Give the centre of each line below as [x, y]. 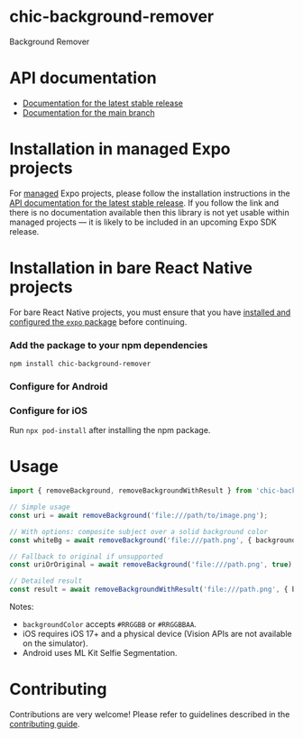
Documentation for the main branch [88, 112]
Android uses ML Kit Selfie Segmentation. [100, 653]
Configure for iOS [49, 411]
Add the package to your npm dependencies [109, 345]
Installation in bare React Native [131, 268]
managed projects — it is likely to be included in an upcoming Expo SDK [143, 222]
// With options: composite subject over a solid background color [139, 531]
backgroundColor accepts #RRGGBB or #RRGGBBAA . [109, 624]
